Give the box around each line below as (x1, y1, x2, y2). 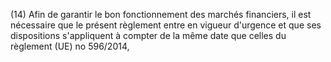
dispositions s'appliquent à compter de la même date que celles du (10, 30, 287, 41)
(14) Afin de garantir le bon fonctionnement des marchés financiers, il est (10, 9, 312, 20)
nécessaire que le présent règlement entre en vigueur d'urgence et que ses (10, 19, 322, 31)
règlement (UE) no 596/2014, (10, 40, 130, 52)
